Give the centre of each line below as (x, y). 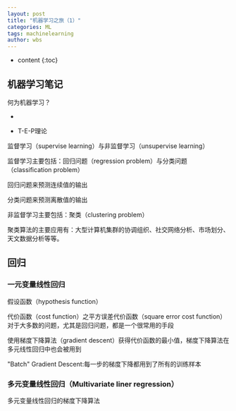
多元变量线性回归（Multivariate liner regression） (93, 384)
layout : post (26, 14)
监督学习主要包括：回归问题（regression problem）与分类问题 (98, 161)
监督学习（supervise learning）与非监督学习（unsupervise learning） (108, 146)
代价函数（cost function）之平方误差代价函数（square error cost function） (117, 316)
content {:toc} (38, 60)
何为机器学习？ (29, 102)
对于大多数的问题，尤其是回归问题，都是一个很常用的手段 (91, 325)
